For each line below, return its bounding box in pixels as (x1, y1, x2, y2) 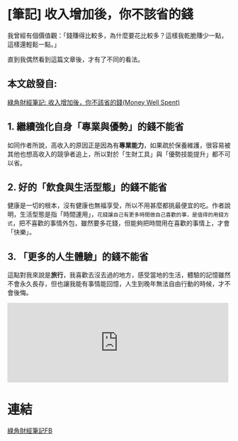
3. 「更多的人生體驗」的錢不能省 (7, 251, 149, 263)
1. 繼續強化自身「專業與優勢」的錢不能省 (7, 121, 184, 133)
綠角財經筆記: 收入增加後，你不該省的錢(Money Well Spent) (7, 98, 181, 106)
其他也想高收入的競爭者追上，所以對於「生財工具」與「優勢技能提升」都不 (7, 149, 225, 158)
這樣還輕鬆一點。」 (7, 40, 60, 48)
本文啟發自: (7, 78, 58, 90)
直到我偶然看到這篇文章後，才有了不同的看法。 (7, 55, 144, 64)
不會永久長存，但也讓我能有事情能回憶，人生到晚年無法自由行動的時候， (7, 280, 218, 288)
